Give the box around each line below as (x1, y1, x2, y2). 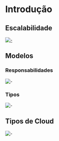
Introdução (5, 4, 52, 15)
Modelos (5, 52, 34, 60)
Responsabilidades (5, 67, 53, 74)
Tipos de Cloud (5, 117, 54, 126)
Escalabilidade (5, 24, 52, 32)
